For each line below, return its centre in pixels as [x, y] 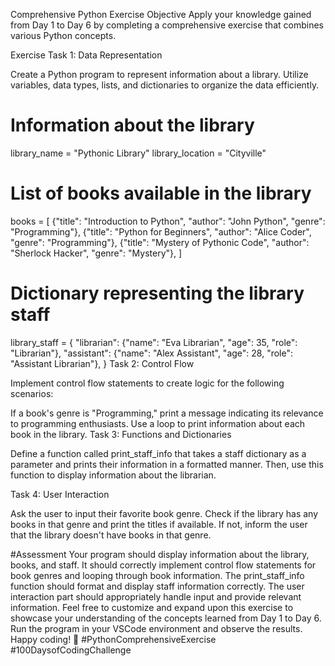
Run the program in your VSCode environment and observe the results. [156, 628]
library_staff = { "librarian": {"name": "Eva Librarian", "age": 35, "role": [154, 342]
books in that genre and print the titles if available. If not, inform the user [159, 524]
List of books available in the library [161, 193]
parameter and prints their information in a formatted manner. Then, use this [167, 464]
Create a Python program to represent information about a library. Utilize [159, 74]
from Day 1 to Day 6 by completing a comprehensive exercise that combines [167, 25]
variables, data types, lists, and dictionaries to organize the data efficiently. [165, 85]
